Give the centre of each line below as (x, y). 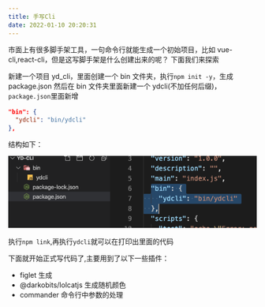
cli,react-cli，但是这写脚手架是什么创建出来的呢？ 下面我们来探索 (114, 59)
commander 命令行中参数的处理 (71, 294)
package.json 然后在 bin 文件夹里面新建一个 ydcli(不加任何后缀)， (115, 86)
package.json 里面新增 (43, 95)
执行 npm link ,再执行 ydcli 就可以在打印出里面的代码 (91, 241)
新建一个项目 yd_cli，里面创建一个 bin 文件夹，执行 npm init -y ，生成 (121, 76)
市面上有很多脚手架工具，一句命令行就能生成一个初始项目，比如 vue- (120, 49)
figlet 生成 (36, 275)
